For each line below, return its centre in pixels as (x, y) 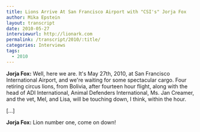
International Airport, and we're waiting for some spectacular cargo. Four (96, 80)
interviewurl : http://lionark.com (50, 34)
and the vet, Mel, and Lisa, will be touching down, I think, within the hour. (96, 99)
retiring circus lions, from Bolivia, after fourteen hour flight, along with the (97, 86)
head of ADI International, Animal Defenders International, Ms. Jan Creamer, (100, 92)
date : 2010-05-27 (28, 28)
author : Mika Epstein (33, 17)
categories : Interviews (36, 46)
